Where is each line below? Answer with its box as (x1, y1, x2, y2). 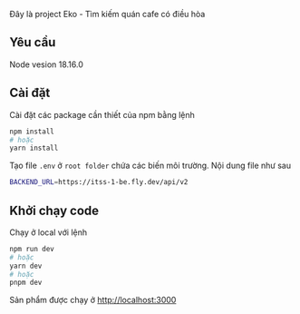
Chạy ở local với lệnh (9, 227, 88, 238)
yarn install (9, 143, 59, 153)
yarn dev (9, 261, 43, 270)
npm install (9, 127, 54, 136)
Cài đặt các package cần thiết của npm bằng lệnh (9, 109, 195, 120)
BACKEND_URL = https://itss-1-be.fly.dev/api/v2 (9, 178, 189, 187)
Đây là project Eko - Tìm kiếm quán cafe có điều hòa (9, 9, 206, 19)
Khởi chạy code (9, 202, 100, 218)
